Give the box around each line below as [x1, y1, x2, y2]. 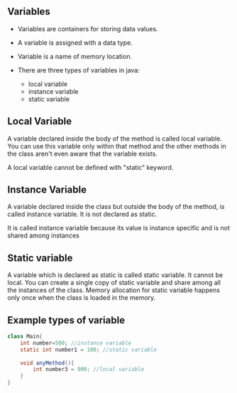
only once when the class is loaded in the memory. [7, 294, 156, 302]
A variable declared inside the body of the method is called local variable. [7, 134, 222, 143]
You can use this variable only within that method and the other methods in [7, 141, 227, 150]
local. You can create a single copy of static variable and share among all [7, 279, 221, 287]
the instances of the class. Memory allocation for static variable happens [7, 286, 220, 294]
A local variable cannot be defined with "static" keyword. [7, 163, 174, 171]
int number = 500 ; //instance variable [20, 339, 132, 347]
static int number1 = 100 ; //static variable [20, 346, 158, 353]
